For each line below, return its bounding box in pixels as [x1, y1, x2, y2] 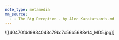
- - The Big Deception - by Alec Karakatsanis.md [9, 16, 114, 21]
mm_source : [5, 12, 28, 17]
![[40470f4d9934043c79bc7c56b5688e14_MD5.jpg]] [5, 30, 115, 36]
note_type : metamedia [5, 7, 50, 12]
